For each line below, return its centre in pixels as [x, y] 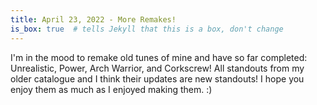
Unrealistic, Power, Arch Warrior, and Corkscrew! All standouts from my [157, 68]
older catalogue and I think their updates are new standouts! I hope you [157, 78]
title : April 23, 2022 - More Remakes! [93, 19]
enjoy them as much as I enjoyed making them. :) [111, 89]
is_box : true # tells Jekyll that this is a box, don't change [147, 29]
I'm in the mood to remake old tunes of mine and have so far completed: [159, 57]
